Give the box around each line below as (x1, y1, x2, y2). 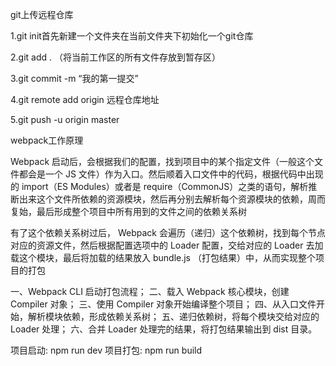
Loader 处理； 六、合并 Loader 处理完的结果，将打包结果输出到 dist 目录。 (10, 323, 318, 335)
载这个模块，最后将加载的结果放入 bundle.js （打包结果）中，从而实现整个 (10, 252, 316, 263)
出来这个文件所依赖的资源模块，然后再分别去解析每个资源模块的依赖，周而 (18, 193, 326, 205)
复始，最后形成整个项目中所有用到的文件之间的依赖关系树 (10, 206, 247, 217)
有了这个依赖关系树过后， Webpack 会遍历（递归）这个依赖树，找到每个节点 (10, 227, 326, 238)
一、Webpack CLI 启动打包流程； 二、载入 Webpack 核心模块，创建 (10, 286, 290, 297)
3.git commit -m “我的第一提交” (10, 73, 139, 84)
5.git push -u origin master (10, 114, 120, 125)
